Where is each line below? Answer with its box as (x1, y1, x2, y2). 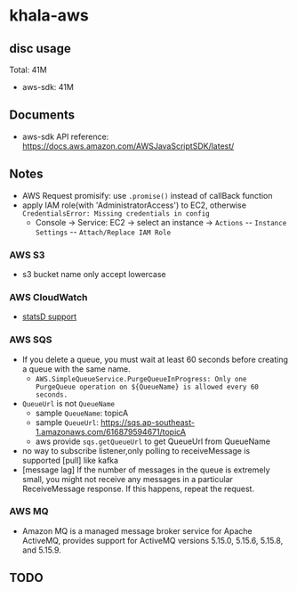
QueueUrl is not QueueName (21, 398, 116, 408)
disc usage (9, 41, 71, 56)
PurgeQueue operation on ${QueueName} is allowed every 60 (35, 382, 260, 391)
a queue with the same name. (21, 363, 131, 374)
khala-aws (9, 5, 89, 26)
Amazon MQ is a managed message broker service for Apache (21, 525, 253, 536)
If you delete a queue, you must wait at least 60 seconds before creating (21, 354, 289, 365)
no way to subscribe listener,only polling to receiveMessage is (21, 445, 251, 456)
